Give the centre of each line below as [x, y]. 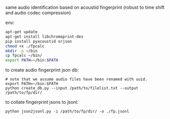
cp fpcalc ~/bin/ [24, 55]
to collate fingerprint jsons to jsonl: [42, 102]
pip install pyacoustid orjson [39, 41]
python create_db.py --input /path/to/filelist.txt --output [72, 88]
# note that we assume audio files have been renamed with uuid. [76, 79]
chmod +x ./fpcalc [25, 46]
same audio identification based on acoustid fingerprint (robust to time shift [85, 7]
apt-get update [22, 32]
